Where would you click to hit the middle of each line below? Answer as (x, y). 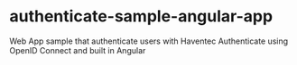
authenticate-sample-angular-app (141, 16)
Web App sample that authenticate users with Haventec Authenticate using (149, 41)
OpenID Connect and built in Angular (78, 50)
